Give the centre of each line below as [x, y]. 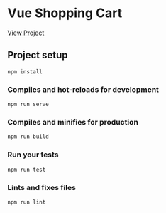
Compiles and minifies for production [73, 122]
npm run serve [28, 105]
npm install [25, 72]
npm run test [27, 170]
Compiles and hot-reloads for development [83, 89]
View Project [26, 33]
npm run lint [27, 202]
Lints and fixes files [42, 187]
